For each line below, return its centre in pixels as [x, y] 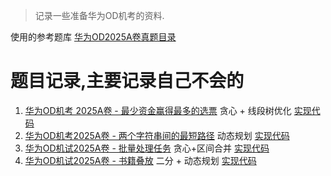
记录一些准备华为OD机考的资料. [99, 15]
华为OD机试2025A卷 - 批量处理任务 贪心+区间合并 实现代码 [147, 148]
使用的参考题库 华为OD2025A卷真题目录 [93, 37]
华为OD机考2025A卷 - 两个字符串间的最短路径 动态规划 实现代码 [157, 135]
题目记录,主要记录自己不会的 [127, 81]
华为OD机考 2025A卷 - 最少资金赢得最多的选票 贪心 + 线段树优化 [158, 110]
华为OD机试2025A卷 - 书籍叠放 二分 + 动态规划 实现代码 [140, 160]
